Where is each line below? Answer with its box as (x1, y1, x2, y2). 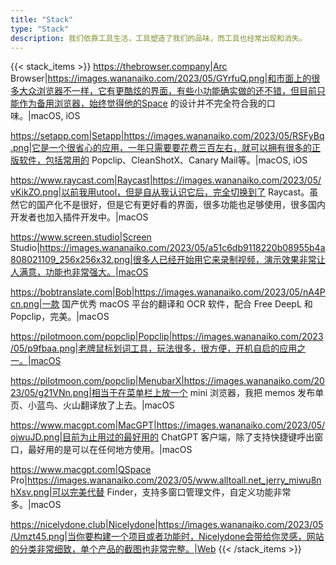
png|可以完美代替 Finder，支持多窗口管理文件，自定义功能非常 (33, 486, 292, 498)
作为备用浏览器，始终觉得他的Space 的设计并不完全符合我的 (18, 97, 267, 110)
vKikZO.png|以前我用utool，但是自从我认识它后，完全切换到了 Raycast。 (10, 186, 310, 198)
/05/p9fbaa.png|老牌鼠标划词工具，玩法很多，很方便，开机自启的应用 (10, 342, 298, 355)
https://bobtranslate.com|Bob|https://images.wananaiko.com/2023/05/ (10, 286, 303, 298)
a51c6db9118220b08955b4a (208, 242, 326, 254)
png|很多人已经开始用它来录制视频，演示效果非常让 (113, 254, 326, 266)
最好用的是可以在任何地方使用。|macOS (27, 444, 193, 456)
